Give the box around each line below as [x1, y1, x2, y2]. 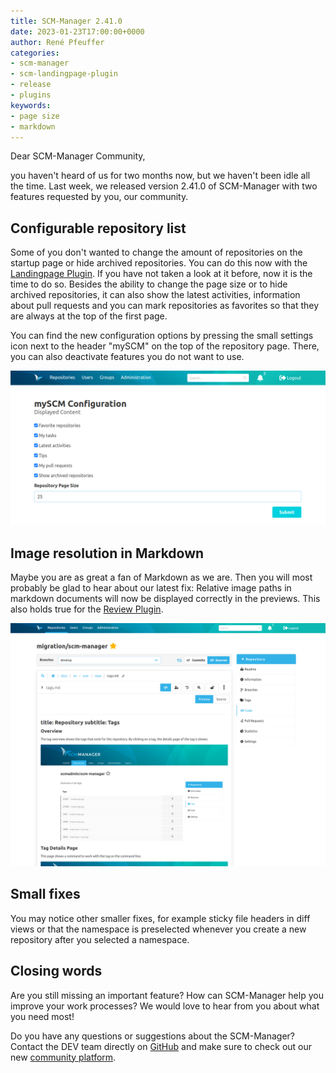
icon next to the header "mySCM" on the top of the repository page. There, [10, 340, 320, 352]
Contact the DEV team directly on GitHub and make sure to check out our [10, 1040, 313, 1052]
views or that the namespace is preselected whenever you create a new [10, 923, 307, 935]
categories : [10, 48, 60, 58]
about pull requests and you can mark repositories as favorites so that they [10, 300, 320, 312]
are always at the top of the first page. [10, 310, 168, 322]
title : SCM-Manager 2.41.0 [10, 16, 123, 26]
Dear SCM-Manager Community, [10, 150, 146, 162]
